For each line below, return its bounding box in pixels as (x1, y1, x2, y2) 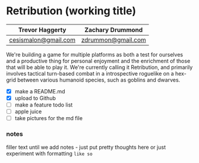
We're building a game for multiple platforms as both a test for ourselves (6, 51, 183, 58)
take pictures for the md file (14, 115, 83, 122)
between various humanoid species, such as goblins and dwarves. (17, 76, 181, 83)
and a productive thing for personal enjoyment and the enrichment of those (6, 57, 191, 64)
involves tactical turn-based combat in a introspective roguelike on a (6, 70, 174, 77)
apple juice (14, 108, 42, 115)
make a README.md (14, 87, 65, 95)
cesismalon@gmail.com (9, 36, 76, 44)
